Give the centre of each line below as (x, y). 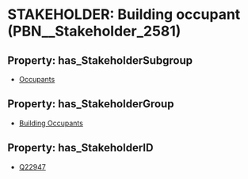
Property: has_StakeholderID (80, 148)
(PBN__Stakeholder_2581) (94, 31)
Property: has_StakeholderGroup (91, 104)
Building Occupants (51, 123)
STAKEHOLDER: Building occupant (124, 15)
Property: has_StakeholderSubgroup (100, 60)
